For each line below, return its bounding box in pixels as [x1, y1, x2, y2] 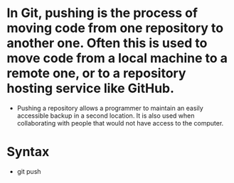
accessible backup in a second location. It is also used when [16, 111, 195, 120]
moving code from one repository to [6, 20, 224, 36]
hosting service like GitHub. [6, 80, 175, 96]
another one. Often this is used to [6, 35, 208, 51]
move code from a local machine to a [6, 50, 228, 67]
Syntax [6, 144, 50, 160]
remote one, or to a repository [6, 65, 186, 82]
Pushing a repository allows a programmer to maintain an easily [16, 104, 203, 112]
